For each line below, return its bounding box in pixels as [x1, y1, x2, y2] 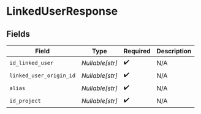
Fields [6, 29, 31, 39]
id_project [9, 97, 41, 104]
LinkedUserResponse [6, 4, 118, 18]
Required [123, 47, 151, 55]
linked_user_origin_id [9, 72, 75, 79]
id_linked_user [9, 59, 54, 66]
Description [156, 47, 192, 55]
